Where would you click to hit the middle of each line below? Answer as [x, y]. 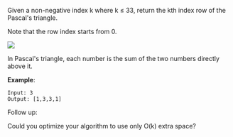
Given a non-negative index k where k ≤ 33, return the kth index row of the [116, 10]
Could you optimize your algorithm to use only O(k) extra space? [102, 126]
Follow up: [22, 112]
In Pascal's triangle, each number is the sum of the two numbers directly [114, 59]
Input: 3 [20, 93]
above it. [20, 66]
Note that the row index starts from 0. [62, 32]
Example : [21, 80]
